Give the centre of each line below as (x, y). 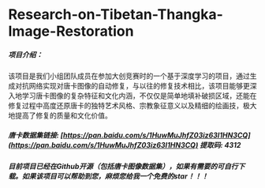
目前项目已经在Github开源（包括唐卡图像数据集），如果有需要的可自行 (123, 167)
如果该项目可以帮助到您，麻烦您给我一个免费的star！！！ (115, 176)
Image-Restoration (71, 31)
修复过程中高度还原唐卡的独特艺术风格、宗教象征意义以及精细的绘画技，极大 (132, 106)
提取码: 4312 (220, 145)
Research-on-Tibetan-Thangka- (116, 15)
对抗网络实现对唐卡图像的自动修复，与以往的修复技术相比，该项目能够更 (132, 86)
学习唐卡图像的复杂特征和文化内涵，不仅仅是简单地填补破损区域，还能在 (139, 96)
